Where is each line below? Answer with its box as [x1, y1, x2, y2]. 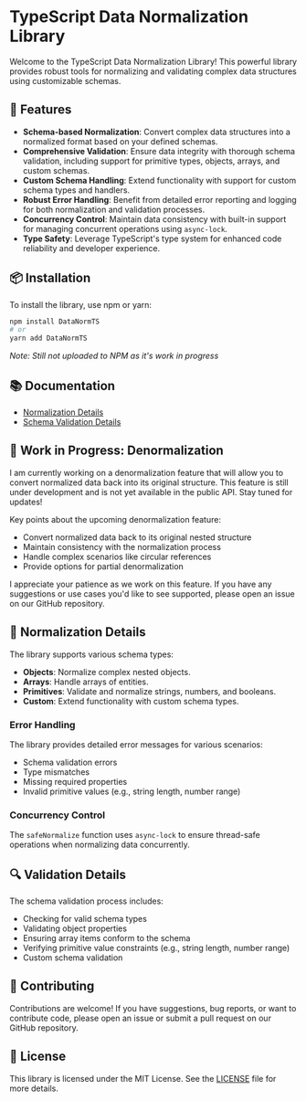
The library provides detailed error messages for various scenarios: [9, 738, 263, 750]
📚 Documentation [9, 377, 116, 394]
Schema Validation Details [22, 417, 121, 427]
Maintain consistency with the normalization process [22, 541, 222, 552]
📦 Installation [9, 270, 91, 286]
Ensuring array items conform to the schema [22, 933, 191, 944]
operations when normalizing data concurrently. [9, 839, 190, 851]
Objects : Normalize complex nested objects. [22, 666, 191, 677]
